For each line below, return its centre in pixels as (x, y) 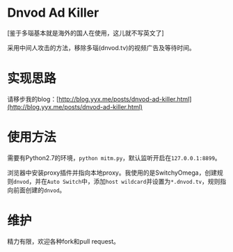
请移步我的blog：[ (33, 99)
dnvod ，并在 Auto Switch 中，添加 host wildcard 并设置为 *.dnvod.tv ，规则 (117, 181)
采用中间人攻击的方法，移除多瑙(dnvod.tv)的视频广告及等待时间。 (102, 47)
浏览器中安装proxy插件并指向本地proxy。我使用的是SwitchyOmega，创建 (112, 173)
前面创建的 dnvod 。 (39, 190)
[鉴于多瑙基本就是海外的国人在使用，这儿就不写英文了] (86, 33)
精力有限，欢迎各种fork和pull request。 (64, 241)
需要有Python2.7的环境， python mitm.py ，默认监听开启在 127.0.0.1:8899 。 (114, 157)
